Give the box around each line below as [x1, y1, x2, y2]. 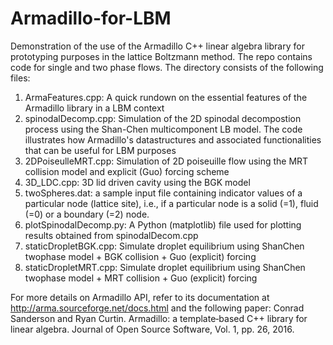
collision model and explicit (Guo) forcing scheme [24, 165, 230, 177]
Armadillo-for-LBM [10, 7, 172, 30]
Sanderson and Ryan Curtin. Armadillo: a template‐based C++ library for [10, 312, 308, 324]
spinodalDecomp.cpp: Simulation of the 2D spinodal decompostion [24, 112, 302, 124]
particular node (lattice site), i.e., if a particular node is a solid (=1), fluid [24, 197, 319, 209]
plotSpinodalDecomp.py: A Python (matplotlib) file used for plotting [24, 218, 302, 231]
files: [10, 72, 31, 84]
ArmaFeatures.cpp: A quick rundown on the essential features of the [24, 91, 308, 103]
